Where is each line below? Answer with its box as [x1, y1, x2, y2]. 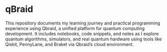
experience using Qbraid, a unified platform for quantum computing [5, 25, 145, 31]
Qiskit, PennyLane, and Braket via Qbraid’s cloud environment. [5, 41, 134, 47]
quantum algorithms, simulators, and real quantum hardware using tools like [5, 36, 162, 42]
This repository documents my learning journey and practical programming [5, 20, 160, 26]
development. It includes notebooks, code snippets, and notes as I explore [5, 30, 159, 36]
